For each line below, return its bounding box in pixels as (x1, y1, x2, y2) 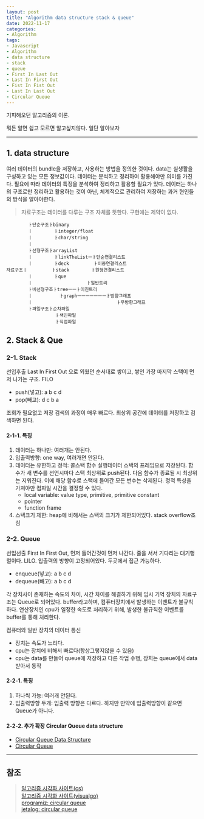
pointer (24, 497, 42, 505)
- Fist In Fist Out (6, 83, 56, 89)
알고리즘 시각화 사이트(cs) (21, 784, 84, 792)
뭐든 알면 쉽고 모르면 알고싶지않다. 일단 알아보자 (6, 124, 120, 132)
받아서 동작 (15, 662, 42, 669)
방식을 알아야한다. (12, 195, 55, 203)
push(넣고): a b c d (15, 388, 62, 396)
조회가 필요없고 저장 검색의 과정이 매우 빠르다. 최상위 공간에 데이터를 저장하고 (6, 409, 189, 417)
